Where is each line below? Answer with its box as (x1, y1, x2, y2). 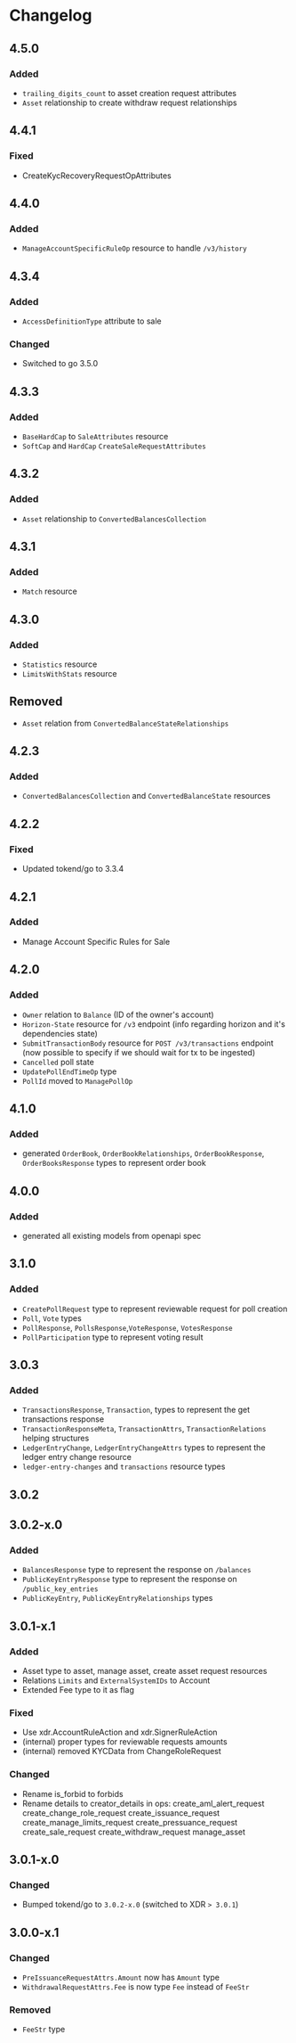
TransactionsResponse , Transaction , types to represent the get (21, 1405, 251, 1415)
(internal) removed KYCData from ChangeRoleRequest (21, 1746, 222, 1757)
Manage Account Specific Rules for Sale (21, 936, 171, 947)
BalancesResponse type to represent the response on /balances (21, 1564, 252, 1575)
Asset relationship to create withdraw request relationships (21, 97, 237, 108)
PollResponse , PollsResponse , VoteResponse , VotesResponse (21, 1322, 233, 1333)
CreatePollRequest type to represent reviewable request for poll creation (21, 1303, 288, 1314)
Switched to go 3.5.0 (21, 358, 99, 369)
